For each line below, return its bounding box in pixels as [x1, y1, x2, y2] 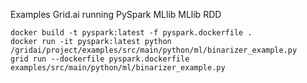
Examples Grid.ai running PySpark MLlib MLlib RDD [10, 9, 222, 20]
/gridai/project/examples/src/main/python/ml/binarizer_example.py [10, 45, 298, 55]
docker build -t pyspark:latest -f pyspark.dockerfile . [10, 28, 253, 38]
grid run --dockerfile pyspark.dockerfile [10, 54, 190, 64]
